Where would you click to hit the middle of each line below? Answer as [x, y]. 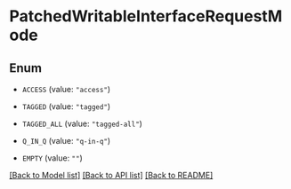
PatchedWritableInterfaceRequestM [146, 16]
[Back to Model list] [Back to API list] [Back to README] [111, 175]
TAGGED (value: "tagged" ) [66, 106]
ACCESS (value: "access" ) [66, 89]
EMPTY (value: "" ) [52, 158]
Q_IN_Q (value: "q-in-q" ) [66, 141]
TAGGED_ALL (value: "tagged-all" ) [82, 123]
